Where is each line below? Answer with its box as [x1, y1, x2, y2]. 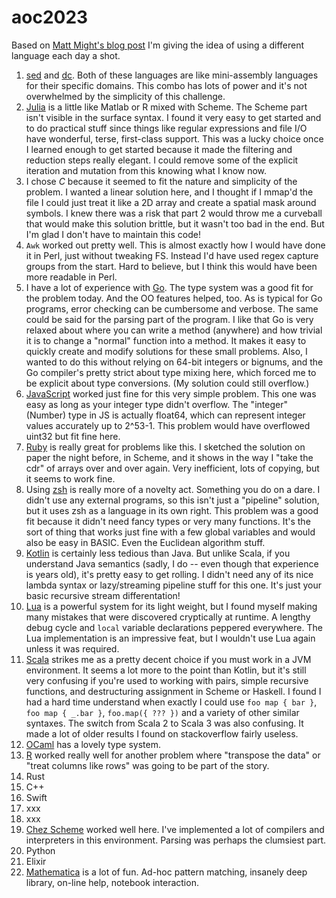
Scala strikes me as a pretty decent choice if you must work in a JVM [25, 653, 312, 665]
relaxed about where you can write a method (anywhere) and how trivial [25, 324, 323, 336]
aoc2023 [11, 6, 89, 29]
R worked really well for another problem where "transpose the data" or [25, 749, 321, 761]
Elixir [25, 855, 47, 867]
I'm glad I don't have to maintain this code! [25, 228, 201, 240]
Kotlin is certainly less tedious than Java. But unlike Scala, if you [25, 547, 291, 559]
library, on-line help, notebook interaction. [25, 876, 199, 888]
